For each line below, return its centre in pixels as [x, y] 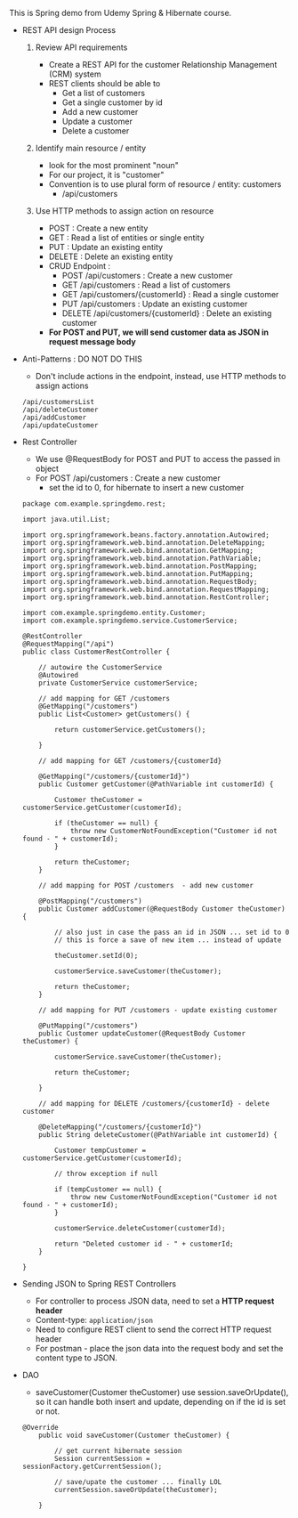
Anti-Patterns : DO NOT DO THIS [82, 359]
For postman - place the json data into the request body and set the [159, 1348]
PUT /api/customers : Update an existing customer [155, 304]
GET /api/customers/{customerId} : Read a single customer [170, 294]
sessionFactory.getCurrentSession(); [92, 1466]
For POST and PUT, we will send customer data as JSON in [159, 332]
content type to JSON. [77, 1358]
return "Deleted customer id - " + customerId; [144, 1244]
